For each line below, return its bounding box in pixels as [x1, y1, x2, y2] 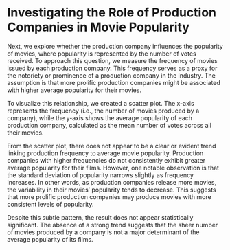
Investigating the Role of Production [7, 5, 217, 21]
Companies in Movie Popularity [7, 19, 190, 35]
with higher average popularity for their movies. [7, 86, 142, 94]
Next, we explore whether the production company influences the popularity [7, 42, 223, 50]
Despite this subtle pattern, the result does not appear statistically [7, 213, 194, 221]
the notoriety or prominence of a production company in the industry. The [7, 71, 216, 80]
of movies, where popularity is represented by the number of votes [7, 49, 197, 58]
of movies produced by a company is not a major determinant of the [7, 228, 200, 236]
